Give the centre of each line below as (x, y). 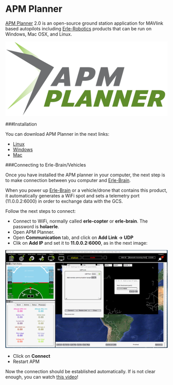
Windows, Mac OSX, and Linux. (39, 34)
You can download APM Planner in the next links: (57, 134)
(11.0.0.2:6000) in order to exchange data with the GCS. (64, 201)
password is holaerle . (36, 227)
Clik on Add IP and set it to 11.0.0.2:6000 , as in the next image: (80, 243)
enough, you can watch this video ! (42, 377)
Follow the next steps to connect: (41, 211)
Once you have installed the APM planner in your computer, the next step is (85, 175)
